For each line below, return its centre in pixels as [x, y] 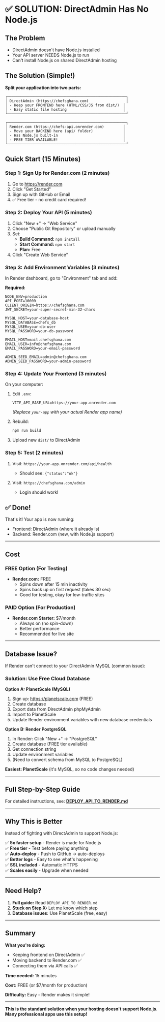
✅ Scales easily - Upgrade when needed [47, 870]
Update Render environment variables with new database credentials [82, 720]
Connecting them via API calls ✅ [45, 965]
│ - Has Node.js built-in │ [66, 135]
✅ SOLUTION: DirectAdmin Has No [77, 9]
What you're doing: [25, 945]
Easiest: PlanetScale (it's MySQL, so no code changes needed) [70, 769]
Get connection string [34, 749]
